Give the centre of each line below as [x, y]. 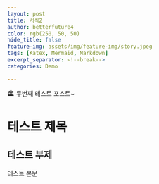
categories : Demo [33, 66]
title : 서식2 [25, 20]
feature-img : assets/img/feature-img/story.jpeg [80, 47]
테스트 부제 [30, 155]
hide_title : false [34, 40]
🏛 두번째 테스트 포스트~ [41, 93]
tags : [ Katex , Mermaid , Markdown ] [58, 54]
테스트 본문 [23, 173]
